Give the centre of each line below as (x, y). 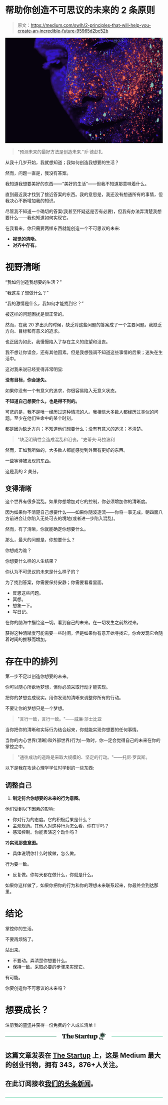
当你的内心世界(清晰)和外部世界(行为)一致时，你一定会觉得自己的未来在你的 (83, 741)
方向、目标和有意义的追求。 (34, 331)
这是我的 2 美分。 (23, 471)
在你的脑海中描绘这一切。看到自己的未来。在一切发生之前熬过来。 (73, 623)
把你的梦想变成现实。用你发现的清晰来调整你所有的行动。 (64, 698)
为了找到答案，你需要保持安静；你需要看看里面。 (55, 583)
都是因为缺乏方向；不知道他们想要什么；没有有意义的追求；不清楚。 (75, 429)
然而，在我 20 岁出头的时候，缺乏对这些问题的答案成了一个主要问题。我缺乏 (84, 324)
